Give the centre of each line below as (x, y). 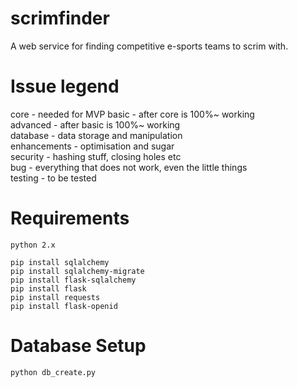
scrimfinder (60, 18)
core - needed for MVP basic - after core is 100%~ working (132, 114)
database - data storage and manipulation (96, 135)
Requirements (70, 218)
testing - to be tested (53, 178)
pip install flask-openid (64, 306)
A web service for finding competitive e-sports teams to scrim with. (149, 46)
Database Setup (78, 346)
